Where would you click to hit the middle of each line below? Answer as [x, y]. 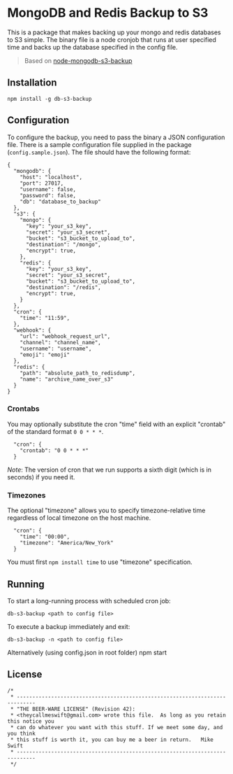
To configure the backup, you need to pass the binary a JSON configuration [116, 137]
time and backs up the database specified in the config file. [92, 47]
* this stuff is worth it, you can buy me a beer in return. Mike [112, 740]
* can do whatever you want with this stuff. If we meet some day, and [116, 727]
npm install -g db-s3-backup [50, 99]
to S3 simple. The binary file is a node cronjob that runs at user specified [112, 39]
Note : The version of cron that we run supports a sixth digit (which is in [109, 470]
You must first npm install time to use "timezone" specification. [100, 562]
